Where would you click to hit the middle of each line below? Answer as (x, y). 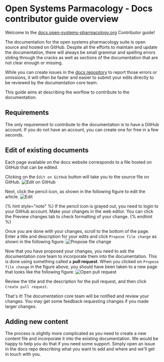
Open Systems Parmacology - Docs (79, 9)
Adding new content (37, 322)
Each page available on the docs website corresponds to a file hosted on (78, 162)
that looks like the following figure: (40, 271)
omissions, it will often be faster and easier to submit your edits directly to (80, 77)
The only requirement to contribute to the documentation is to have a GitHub (82, 124)
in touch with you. (23, 354)
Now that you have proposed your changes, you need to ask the (70, 251)
